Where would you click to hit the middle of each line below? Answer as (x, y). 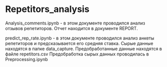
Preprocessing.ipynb (27, 59)
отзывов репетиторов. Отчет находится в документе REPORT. (71, 28)
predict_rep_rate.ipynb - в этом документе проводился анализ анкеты (80, 38)
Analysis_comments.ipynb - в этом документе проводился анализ (75, 23)
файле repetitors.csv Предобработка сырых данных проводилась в (77, 54)
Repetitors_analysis (47, 9)
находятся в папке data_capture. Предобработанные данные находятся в (83, 48)
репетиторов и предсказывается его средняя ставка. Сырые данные (79, 43)
